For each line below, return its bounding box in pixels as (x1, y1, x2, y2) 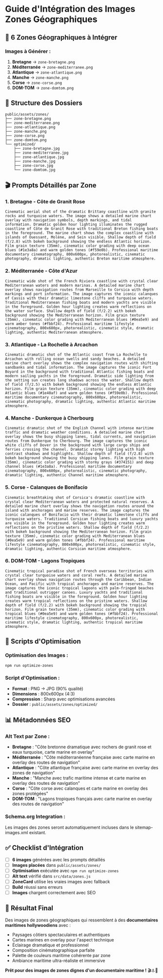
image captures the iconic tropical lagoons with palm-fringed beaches (5, 585, 154, 591)
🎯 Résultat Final (5, 904, 54, 913)
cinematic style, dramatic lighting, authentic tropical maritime (5, 619, 143, 625)
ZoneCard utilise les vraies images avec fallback (12, 878, 110, 884)
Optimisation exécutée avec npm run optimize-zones (12, 867, 119, 874)
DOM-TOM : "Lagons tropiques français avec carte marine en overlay (12, 796, 152, 802)
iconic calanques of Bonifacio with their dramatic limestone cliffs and (5, 512, 159, 517)
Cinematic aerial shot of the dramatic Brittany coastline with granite (5, 209, 156, 214)
